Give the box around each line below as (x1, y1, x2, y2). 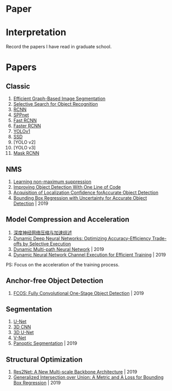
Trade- (151, 235, 167, 241)
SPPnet (13, 112, 29, 118)
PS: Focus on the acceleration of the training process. (6, 261, 120, 267)
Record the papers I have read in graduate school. (6, 44, 112, 50)
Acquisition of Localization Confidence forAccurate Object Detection (13, 189, 159, 195)
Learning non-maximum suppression (13, 178, 91, 185)
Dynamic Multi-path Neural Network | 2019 (13, 246, 104, 252)
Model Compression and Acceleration (6, 215, 130, 224)
